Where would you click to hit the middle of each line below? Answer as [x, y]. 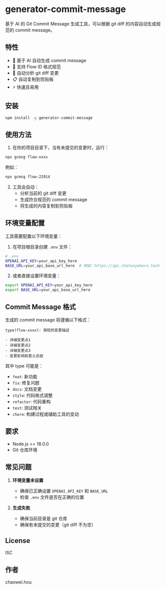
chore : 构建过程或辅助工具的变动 [45, 414]
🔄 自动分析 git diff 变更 [35, 73]
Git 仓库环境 [25, 450]
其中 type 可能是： [24, 366]
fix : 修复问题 [26, 383]
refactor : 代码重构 [31, 402]
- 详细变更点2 [18, 345]
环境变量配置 [25, 223]
